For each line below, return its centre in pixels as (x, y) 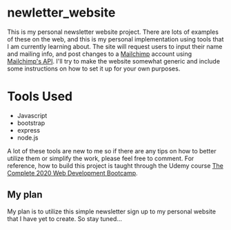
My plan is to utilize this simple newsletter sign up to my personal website (111, 211)
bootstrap (31, 123)
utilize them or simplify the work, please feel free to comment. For (101, 158)
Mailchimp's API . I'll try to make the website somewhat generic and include (114, 61)
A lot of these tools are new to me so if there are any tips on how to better (112, 151)
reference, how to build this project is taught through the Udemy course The (115, 165)
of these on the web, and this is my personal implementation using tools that (115, 39)
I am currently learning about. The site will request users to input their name (115, 46)
